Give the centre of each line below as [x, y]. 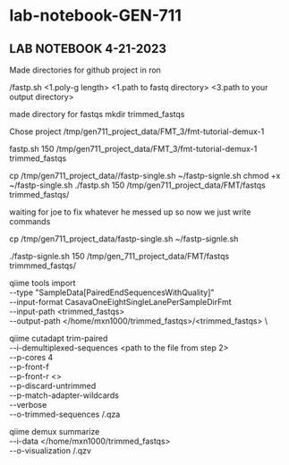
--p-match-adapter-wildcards [64, 395]
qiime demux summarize [55, 431]
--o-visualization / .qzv [51, 451]
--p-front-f [29, 367]
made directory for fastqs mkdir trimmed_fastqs [97, 114]
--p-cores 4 [31, 357]
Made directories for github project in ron [85, 70]
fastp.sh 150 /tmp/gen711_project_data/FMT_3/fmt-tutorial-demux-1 [133, 149]
